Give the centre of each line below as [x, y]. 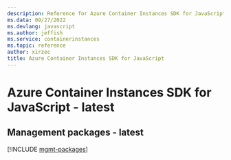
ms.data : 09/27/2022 [37, 20]
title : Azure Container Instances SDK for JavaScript [86, 59]
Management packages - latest [76, 133]
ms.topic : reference [37, 46]
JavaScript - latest [61, 107]
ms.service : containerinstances [53, 39]
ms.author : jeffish [35, 33]
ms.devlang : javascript [41, 26]
